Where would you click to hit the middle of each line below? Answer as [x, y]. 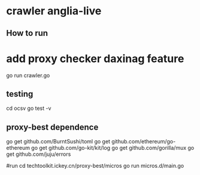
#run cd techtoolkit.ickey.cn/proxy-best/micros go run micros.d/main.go [95, 166]
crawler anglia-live [54, 11]
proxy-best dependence [52, 127]
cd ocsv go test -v [29, 108]
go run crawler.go [28, 75]
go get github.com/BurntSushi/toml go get [58, 142]
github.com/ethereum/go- [144, 142]
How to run [27, 33]
